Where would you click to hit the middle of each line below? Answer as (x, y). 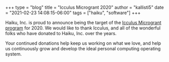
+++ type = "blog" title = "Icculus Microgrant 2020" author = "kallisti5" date (84, 7)
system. (13, 54)
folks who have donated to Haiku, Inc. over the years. (61, 33)
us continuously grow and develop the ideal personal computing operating (83, 49)
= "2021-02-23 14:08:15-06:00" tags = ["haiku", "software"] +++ (73, 13)
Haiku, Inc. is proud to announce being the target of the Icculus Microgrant (83, 23)
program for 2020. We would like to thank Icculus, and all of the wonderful (83, 28)
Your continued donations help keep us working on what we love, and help (83, 43)
